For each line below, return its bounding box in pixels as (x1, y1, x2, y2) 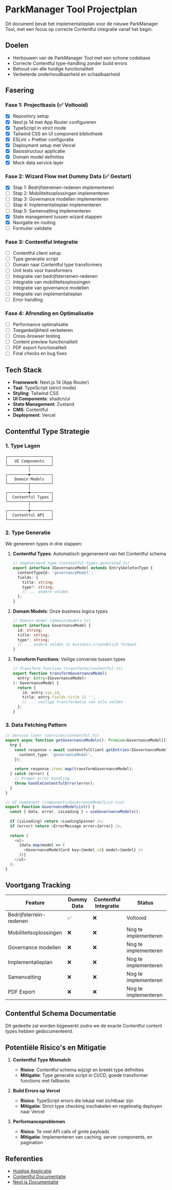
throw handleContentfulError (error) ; (14, 780, 95, 786)
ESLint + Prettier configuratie (12, 136, 74, 143)
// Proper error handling (14, 776, 70, 782)
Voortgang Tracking (5, 881, 71, 890)
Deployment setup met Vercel (12, 142, 76, 148)
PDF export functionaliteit (12, 345, 67, 351)
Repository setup (12, 113, 49, 119)
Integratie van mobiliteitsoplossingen (12, 279, 91, 285)
